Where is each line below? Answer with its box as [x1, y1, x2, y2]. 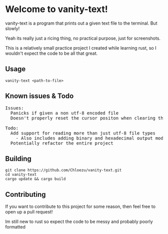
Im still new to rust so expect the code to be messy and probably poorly [5, 218, 153, 224]
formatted [5, 224, 26, 230]
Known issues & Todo [5, 92, 74, 100]
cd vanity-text [5, 172, 37, 177]
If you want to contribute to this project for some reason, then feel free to [5, 203, 156, 209]
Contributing [5, 190, 46, 199]
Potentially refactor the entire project [10, 140, 113, 146]
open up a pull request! [5, 209, 53, 215]
